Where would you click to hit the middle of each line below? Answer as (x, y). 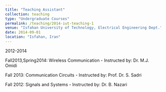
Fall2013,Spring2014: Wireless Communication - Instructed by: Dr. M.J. (77, 60)
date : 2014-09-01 (23, 32)
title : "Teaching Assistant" (35, 10)
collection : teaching (27, 14)
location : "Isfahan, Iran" (33, 37)
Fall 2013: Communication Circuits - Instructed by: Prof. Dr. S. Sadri (73, 75)
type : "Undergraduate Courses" (37, 19)
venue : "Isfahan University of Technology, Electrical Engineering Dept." (84, 28)
